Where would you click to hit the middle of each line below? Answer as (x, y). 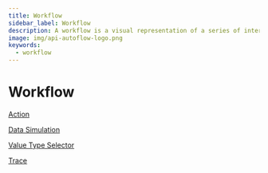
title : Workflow (35, 16)
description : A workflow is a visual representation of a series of (124, 30)
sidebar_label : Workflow (49, 23)
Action (19, 114)
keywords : (25, 45)
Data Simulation (34, 129)
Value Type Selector (41, 145)
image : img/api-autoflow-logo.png (66, 38)
